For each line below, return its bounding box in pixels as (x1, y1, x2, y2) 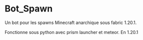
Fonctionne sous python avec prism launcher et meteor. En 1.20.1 (4, 29, 138, 35)
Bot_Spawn (4, 3, 53, 14)
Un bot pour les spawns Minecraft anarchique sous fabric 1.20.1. (4, 19, 137, 25)
